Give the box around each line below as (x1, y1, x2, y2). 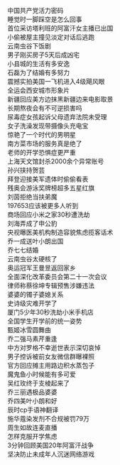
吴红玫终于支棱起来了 (7, 379, 70, 387)
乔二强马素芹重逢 (7, 334, 58, 343)
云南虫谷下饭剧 (7, 42, 51, 50)
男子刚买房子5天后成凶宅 (7, 50, 80, 59)
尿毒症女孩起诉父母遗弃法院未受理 (7, 113, 107, 121)
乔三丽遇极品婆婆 (7, 388, 58, 396)
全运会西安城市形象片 (7, 86, 70, 94)
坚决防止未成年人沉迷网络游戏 (7, 450, 94, 458)
